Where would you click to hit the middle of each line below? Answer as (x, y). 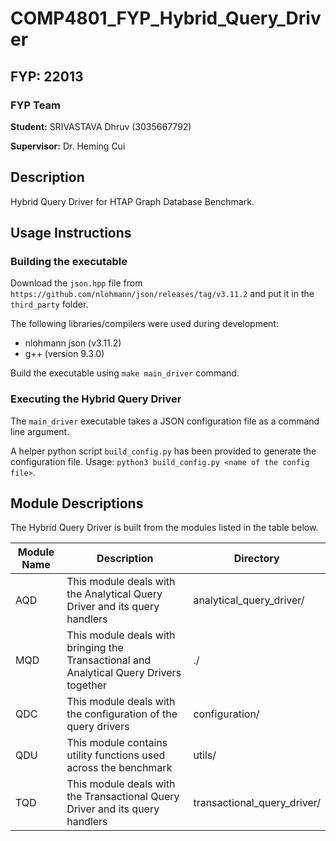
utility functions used (116, 755)
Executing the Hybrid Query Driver (96, 399)
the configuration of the (122, 714)
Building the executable (69, 261)
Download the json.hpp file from (76, 283)
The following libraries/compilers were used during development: (144, 324)
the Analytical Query (114, 594)
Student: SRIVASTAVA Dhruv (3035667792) (101, 126)
